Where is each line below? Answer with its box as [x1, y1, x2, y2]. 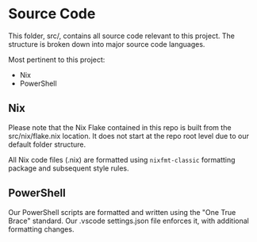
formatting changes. [8, 224, 75, 234]
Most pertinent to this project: [8, 55, 105, 64]
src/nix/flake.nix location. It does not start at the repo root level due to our [8, 131, 250, 140]
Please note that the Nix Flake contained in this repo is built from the [8, 122, 232, 132]
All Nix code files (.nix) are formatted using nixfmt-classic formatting [8, 155, 236, 164]
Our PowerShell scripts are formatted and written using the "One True [8, 207, 236, 217]
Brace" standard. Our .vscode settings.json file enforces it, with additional [8, 216, 250, 225]
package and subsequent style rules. [8, 163, 129, 173]
